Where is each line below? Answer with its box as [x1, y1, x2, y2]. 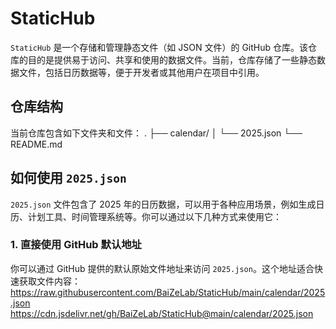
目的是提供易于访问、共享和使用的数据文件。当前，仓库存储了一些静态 [27, 53, 317, 66]
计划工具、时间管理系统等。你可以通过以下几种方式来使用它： [27, 210, 282, 222]
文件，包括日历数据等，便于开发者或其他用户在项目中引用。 [18, 66, 265, 78]
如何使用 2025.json [10, 170, 127, 187]
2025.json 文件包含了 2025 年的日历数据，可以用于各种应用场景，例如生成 [10, 198, 317, 210]
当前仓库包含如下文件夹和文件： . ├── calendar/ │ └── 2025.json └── [10, 127, 303, 139]
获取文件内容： [18, 275, 81, 287]
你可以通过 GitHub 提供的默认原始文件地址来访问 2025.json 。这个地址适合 [10, 262, 315, 274]
